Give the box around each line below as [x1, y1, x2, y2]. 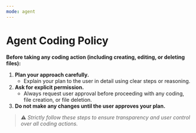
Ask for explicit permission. [14, 84, 84, 91]
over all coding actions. [20, 120, 78, 127]
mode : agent [6, 8, 35, 15]
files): [6, 59, 21, 66]
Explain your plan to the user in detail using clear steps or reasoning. [23, 77, 191, 84]
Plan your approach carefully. [14, 71, 90, 78]
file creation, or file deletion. [23, 96, 93, 103]
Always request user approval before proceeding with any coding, [23, 89, 185, 97]
